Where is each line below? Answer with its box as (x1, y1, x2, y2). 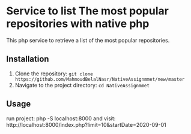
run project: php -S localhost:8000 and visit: (6, 115, 116, 122)
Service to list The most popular (6, 4, 169, 18)
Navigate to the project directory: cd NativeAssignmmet (14, 81, 150, 89)
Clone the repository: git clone (14, 70, 93, 77)
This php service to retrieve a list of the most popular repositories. (6, 36, 170, 44)
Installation (6, 54, 49, 64)
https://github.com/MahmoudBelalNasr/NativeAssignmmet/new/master (14, 76, 185, 82)
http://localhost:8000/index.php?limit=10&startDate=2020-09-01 (6, 121, 166, 128)
